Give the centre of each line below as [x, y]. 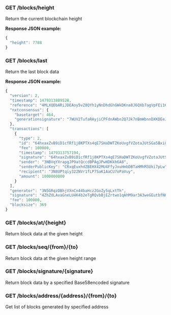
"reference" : [24, 105]
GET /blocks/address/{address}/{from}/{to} [61, 296]
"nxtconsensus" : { [30, 110]
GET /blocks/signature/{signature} [49, 271]
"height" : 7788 [26, 43]
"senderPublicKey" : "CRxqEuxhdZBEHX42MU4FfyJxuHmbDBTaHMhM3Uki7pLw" [93, 167]
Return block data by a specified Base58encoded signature [67, 282]
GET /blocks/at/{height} [36, 223]
